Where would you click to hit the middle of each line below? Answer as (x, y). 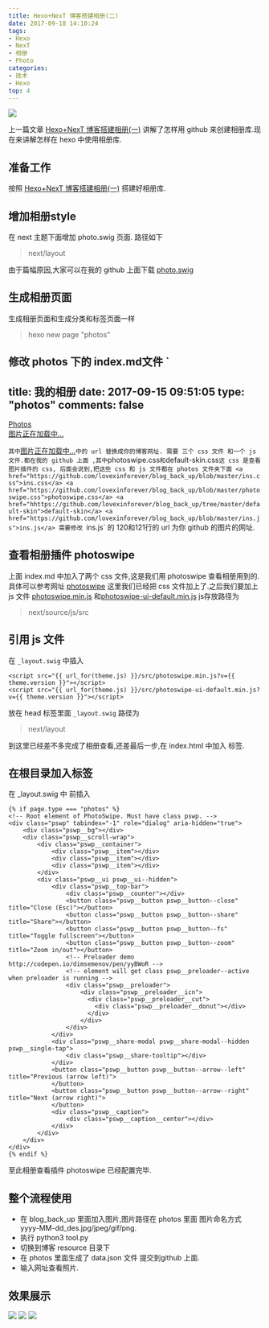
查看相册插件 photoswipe (71, 555)
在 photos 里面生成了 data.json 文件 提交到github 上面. (110, 1258)
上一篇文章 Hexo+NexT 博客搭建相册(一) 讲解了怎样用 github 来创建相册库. (131, 130)
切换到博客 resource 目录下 (65, 1248)
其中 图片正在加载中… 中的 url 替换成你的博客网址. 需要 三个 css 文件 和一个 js (132, 451)
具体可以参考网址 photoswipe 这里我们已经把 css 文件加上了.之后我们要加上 (133, 586)
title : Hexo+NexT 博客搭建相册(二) (63, 16)
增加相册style (42, 216)
